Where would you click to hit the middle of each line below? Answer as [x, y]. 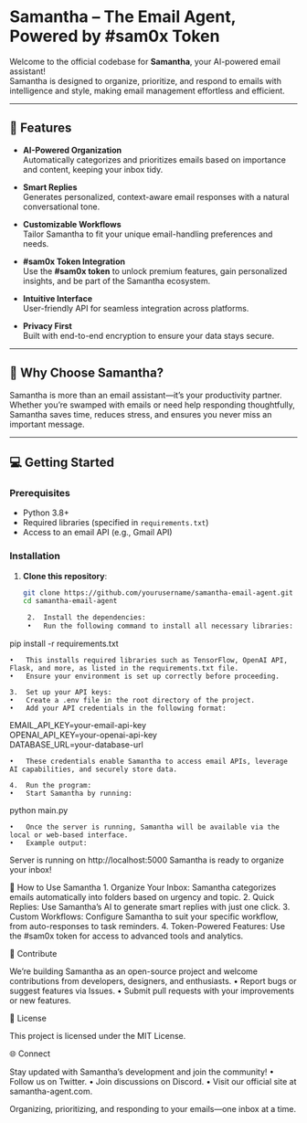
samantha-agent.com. [51, 1091]
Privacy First [48, 325]
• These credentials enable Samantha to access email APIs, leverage [148, 762]
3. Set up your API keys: [61, 693]
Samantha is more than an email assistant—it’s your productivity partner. [146, 395]
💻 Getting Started [62, 462]
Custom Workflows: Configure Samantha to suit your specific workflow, [144, 916]
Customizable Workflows [72, 224]
